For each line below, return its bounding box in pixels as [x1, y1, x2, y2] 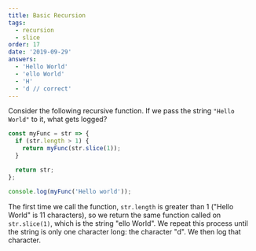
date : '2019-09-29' [8, 48, 72, 56]
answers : [8, 56, 37, 64]
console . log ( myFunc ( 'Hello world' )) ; [8, 187, 132, 195]
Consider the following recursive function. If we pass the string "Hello [8, 106, 235, 116]
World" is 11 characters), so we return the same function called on [8, 210, 221, 220]
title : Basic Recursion [8, 11, 86, 20]
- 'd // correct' [15, 84, 72, 93]
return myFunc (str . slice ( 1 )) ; [22, 145, 122, 153]
